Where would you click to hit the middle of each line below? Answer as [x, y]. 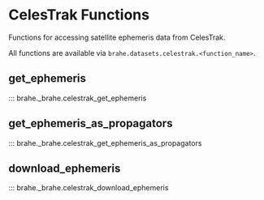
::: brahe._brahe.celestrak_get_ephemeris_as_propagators [105, 143]
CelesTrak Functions [79, 15]
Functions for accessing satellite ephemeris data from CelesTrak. [117, 37]
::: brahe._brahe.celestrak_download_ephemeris [89, 188]
